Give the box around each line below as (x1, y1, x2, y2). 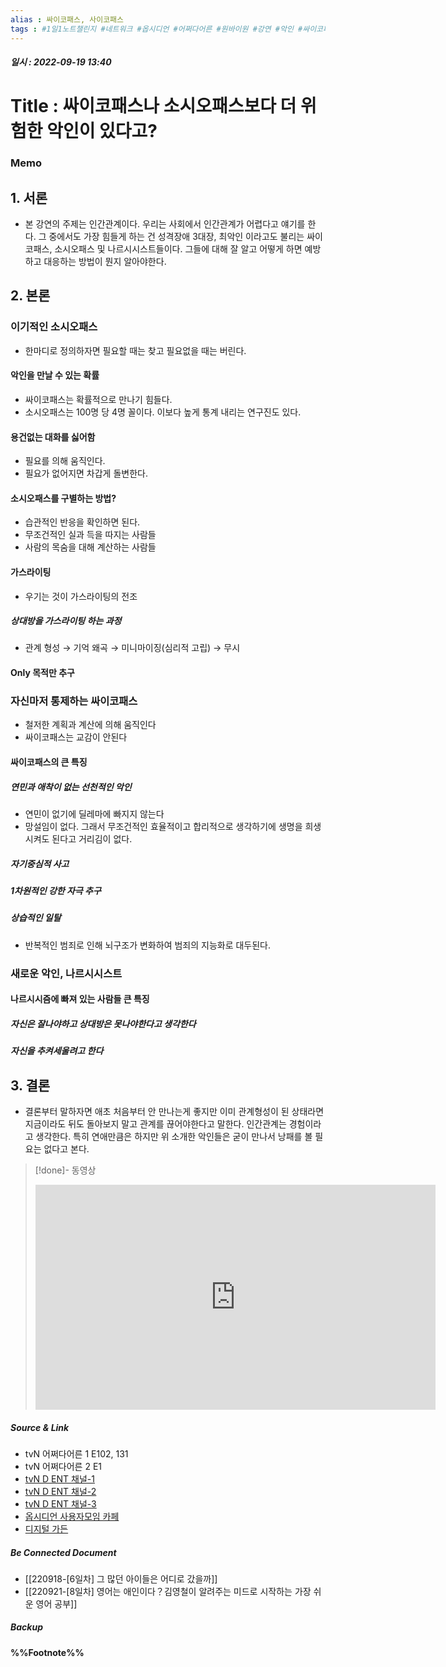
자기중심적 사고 (10, 857, 70, 870)
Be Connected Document (10, 1546, 117, 1558)
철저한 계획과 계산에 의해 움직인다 (24, 719, 157, 731)
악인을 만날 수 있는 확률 (10, 369, 100, 381)
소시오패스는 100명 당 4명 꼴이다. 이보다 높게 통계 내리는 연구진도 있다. (24, 406, 302, 418)
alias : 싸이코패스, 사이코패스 (10, 14, 124, 25)
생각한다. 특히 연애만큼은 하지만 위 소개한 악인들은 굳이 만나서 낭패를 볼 (35, 1130, 313, 1142)
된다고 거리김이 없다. (51, 832, 133, 845)
